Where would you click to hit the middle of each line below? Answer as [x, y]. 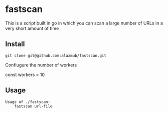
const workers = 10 [25, 74]
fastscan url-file [33, 106]
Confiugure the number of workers [41, 65]
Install [15, 44]
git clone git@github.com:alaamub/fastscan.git [56, 55]
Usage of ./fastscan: [28, 102]
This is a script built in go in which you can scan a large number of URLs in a [84, 23]
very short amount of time [32, 28]
